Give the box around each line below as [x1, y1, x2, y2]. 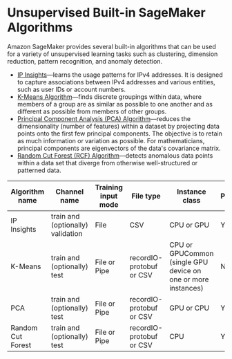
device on [168, 266, 202, 275]
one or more [168, 275, 209, 284]
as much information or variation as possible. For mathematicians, [17, 136, 205, 145]
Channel [55, 187, 84, 196]
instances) [168, 283, 204, 293]
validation [50, 228, 83, 238]
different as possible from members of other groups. [17, 107, 167, 116]
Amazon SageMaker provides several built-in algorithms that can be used [7, 42, 216, 50]
